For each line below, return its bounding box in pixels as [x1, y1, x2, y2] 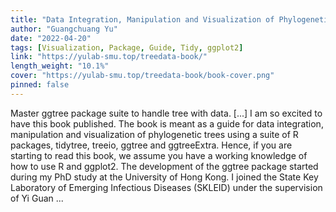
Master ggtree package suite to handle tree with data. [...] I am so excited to [10, 107, 323, 119]
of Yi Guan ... [10, 192, 64, 204]
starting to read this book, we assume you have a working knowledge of [10, 149, 308, 161]
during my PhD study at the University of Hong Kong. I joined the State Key [10, 171, 319, 183]
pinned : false [10, 80, 70, 90]
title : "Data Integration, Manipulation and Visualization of [10, 14, 275, 25]
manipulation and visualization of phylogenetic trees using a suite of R [10, 128, 299, 140]
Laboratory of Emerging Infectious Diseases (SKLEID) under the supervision [10, 181, 323, 193]
